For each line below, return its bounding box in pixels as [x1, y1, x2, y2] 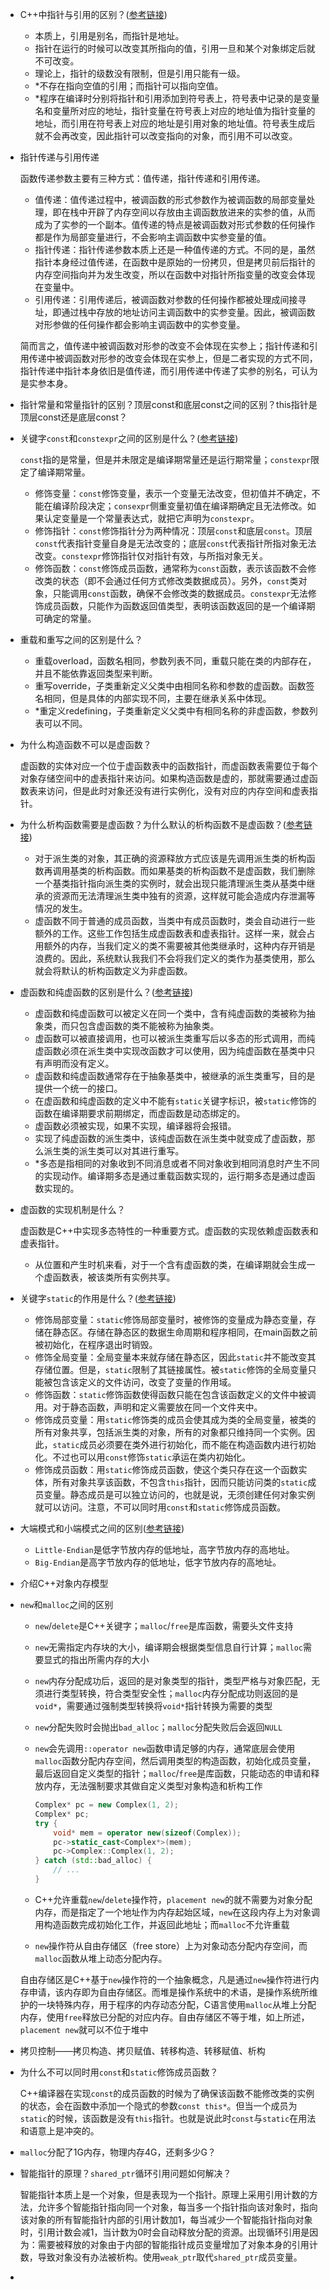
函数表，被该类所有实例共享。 [52, 1271, 176, 1283]
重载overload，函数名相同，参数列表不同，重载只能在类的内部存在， [34, 655, 317, 667]
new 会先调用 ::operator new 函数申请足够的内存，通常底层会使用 [34, 1743, 296, 1754]
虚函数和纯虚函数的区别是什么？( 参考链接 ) [19, 986, 194, 998]
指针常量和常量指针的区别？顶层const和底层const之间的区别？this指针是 [19, 399, 318, 410]
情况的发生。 [34, 903, 88, 914]
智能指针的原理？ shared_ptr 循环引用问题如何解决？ [19, 2167, 232, 2179]
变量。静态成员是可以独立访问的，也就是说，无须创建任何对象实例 [43, 1489, 316, 1500]
